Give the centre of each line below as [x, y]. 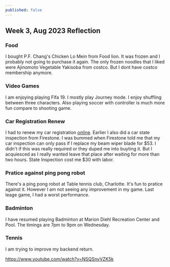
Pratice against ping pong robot [45, 173]
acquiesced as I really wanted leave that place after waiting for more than [82, 154]
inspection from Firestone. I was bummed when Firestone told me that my [83, 138]
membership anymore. [29, 73]
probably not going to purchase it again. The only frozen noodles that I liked [85, 62]
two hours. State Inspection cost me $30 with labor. [60, 160]
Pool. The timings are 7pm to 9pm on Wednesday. [58, 225]
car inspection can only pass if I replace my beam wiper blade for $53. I [81, 143]
